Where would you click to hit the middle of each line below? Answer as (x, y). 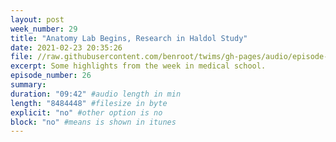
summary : (28, 85)
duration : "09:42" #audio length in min (96, 94)
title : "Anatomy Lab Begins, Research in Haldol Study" (129, 38)
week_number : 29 (44, 29)
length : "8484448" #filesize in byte (89, 103)
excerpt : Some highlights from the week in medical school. (138, 66)
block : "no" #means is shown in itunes (93, 122)
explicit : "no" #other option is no (86, 112)
